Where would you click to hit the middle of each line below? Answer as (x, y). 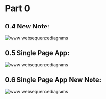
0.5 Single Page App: (37, 53)
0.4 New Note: (27, 26)
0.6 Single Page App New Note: (53, 80)
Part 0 (17, 8)
